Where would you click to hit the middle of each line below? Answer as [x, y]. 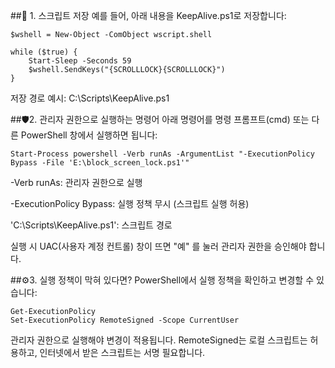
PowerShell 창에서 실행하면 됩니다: [89, 135]
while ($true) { [44, 52]
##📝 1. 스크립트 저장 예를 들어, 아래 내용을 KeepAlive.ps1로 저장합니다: [148, 15]
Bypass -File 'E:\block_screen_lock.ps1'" [100, 163]
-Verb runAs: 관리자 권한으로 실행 [76, 182]
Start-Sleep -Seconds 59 [80, 61]
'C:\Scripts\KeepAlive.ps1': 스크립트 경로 [91, 225]
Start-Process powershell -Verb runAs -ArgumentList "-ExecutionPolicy [162, 154]
